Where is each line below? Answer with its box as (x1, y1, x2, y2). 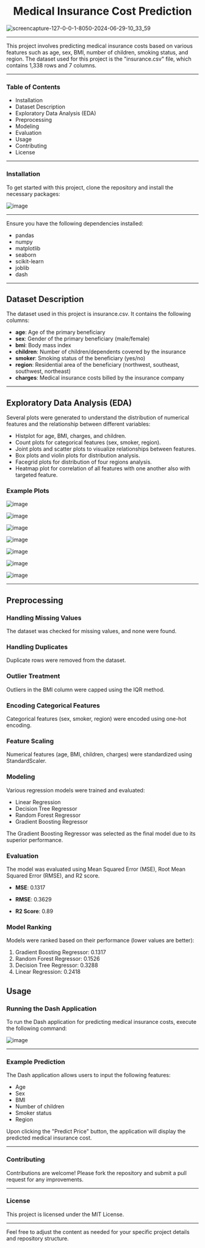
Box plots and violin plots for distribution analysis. (15, 452, 140, 459)
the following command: (6, 1024, 67, 1032)
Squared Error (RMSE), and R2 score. (6, 871, 100, 879)
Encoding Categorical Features (6, 701, 101, 710)
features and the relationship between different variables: (6, 421, 151, 428)
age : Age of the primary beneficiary (15, 329, 106, 336)
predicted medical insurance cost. (6, 1134, 92, 1141)
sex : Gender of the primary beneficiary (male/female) (15, 335, 150, 342)
